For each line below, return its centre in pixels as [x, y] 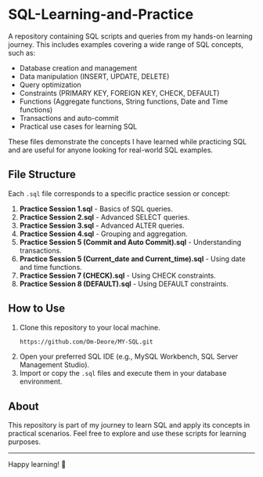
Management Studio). [54, 365]
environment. [41, 381]
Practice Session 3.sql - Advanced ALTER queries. [102, 225]
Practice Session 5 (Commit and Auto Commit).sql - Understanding [130, 242]
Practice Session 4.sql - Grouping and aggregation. [103, 234]
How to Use [37, 309]
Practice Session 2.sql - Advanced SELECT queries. [104, 217]
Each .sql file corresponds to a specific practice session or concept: [119, 193]
